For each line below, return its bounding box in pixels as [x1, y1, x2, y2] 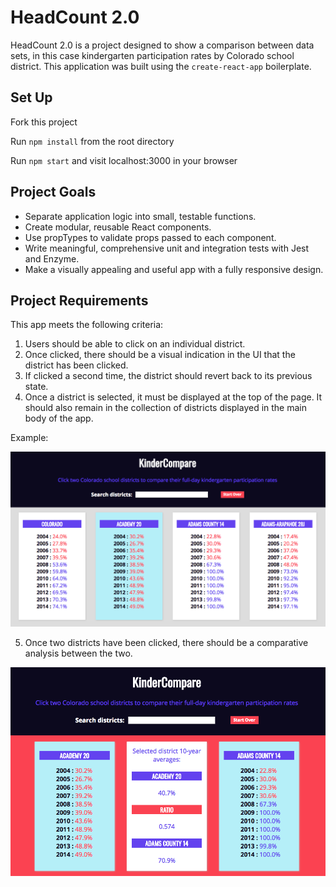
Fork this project [10, 116, 78, 128]
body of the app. [24, 412, 94, 425]
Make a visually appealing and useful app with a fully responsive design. [24, 263, 324, 275]
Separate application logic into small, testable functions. [24, 210, 257, 222]
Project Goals [10, 184, 97, 201]
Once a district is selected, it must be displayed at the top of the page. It [24, 391, 323, 403]
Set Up [10, 89, 53, 106]
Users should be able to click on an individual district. [24, 338, 246, 350]
